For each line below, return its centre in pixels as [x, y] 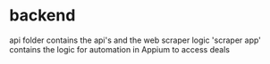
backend [42, 16]
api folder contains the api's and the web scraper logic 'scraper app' [135, 40]
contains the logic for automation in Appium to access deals [120, 49]
